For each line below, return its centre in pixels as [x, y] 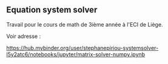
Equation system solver [52, 10]
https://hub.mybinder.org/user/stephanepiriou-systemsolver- [82, 48]
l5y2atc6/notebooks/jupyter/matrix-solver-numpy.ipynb [76, 54]
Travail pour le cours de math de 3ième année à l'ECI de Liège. [85, 24]
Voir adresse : [24, 36]
